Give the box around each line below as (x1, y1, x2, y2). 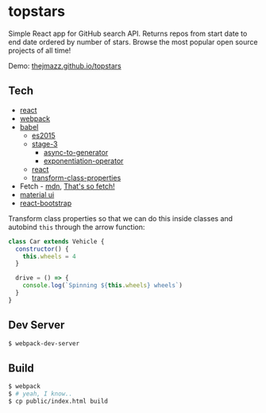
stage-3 (31, 138, 58, 149)
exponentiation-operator (43, 156, 124, 166)
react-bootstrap (19, 198, 72, 208)
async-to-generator (43, 147, 109, 157)
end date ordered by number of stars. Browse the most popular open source (8, 37, 258, 46)
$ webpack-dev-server (8, 339, 80, 348)
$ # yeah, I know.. (8, 390, 73, 398)
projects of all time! (8, 45, 71, 55)
